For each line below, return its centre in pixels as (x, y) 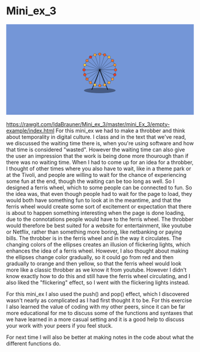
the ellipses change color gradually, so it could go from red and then (90, 257)
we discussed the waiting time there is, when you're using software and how (100, 143)
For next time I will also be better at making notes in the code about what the (100, 337)
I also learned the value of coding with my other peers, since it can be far (96, 306)
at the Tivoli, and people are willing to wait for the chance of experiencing (96, 175)
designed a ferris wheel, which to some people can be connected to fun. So (99, 187)
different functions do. (34, 343)
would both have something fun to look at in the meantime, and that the (94, 200)
